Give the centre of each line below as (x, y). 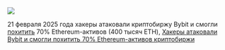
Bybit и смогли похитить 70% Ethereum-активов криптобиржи (101, 39)
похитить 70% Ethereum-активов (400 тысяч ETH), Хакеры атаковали (112, 32)
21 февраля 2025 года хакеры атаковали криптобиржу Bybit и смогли (112, 24)
